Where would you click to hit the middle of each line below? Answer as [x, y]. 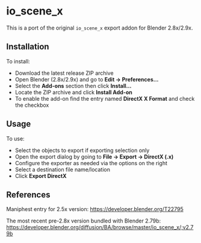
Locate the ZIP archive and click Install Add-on [73, 92]
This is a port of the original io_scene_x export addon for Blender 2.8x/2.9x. [100, 28]
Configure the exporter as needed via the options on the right [91, 163]
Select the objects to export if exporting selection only [82, 150]
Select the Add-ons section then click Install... [73, 86]
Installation [28, 47]
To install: [18, 61]
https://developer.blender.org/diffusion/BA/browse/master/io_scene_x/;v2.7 [100, 227]
